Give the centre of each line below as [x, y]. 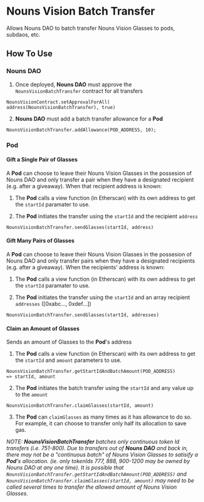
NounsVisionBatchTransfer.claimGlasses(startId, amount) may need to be [100, 481]
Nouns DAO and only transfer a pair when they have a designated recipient [100, 179]
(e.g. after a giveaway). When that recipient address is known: [84, 186]
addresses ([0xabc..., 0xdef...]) [53, 303]
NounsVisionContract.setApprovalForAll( [58, 102]
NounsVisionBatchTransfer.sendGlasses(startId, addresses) [83, 315]
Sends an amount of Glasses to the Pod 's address [69, 342]
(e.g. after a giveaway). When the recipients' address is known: [86, 267]
